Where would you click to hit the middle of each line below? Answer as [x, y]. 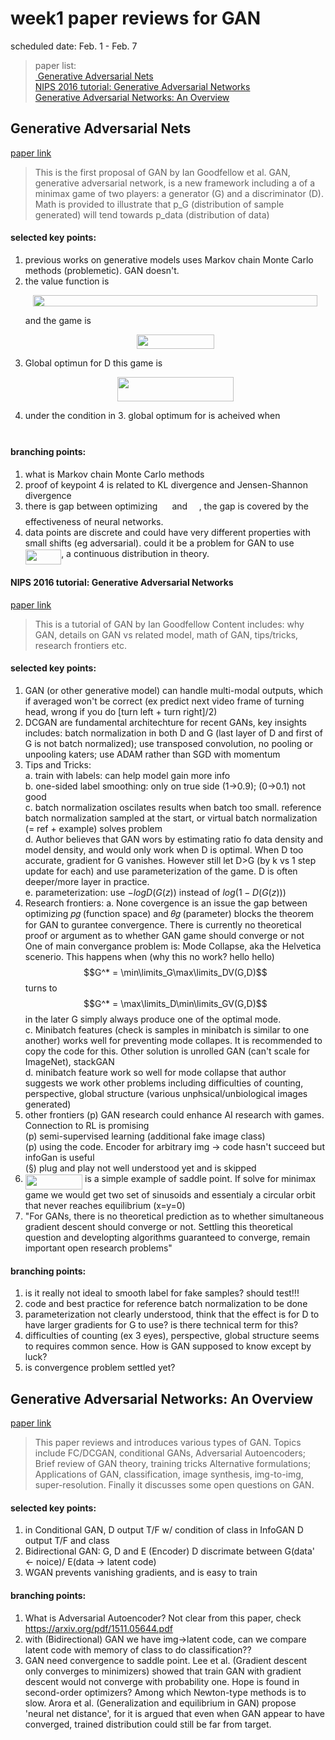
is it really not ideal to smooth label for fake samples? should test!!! [162, 1293]
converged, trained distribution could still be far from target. [148, 1724]
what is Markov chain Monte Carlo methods [114, 474]
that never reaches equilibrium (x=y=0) [105, 1206]
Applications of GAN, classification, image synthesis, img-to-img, [169, 1474]
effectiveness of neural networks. [94, 522]
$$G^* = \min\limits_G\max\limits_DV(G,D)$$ [175, 972]
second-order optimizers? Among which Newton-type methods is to [165, 1692]
